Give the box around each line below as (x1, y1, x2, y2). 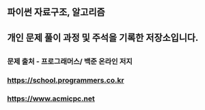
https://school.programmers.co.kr (7, 76, 124, 85)
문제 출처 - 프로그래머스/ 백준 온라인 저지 (7, 57, 133, 66)
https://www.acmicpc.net (7, 94, 96, 104)
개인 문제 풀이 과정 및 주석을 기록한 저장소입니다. (7, 31, 199, 43)
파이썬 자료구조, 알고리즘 (7, 6, 105, 18)
